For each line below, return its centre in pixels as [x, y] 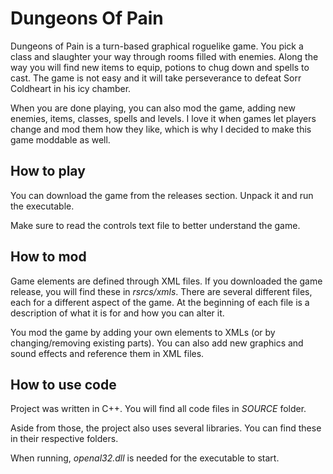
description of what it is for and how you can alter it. [117, 313]
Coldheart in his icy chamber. [71, 88]
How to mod [48, 257]
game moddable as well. [60, 139]
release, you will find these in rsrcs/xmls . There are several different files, [161, 291]
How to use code [63, 384]
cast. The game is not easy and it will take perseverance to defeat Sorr [156, 78]
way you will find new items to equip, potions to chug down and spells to [160, 67]
